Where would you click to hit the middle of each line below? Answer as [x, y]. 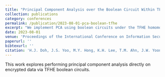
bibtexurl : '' [20, 46]
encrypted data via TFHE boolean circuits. [48, 69]
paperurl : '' [18, 41]
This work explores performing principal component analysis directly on [78, 64]
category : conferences [28, 19]
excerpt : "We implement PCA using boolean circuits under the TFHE [76, 28]
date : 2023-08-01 [23, 32]
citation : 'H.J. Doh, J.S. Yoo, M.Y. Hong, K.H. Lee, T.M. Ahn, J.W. [78, 50]
